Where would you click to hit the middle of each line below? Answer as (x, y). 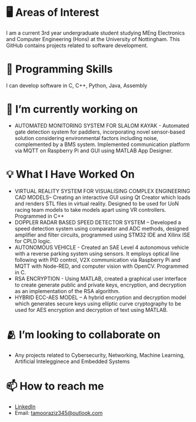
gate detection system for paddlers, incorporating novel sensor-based (100, 132)
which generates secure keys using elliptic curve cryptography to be (98, 303)
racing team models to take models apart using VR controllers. (90, 210)
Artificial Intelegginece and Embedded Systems (72, 361)
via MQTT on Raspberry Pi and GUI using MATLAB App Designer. (94, 150)
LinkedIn (25, 406)
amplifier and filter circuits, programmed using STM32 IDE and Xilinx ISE (102, 235)
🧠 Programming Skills (59, 69)
